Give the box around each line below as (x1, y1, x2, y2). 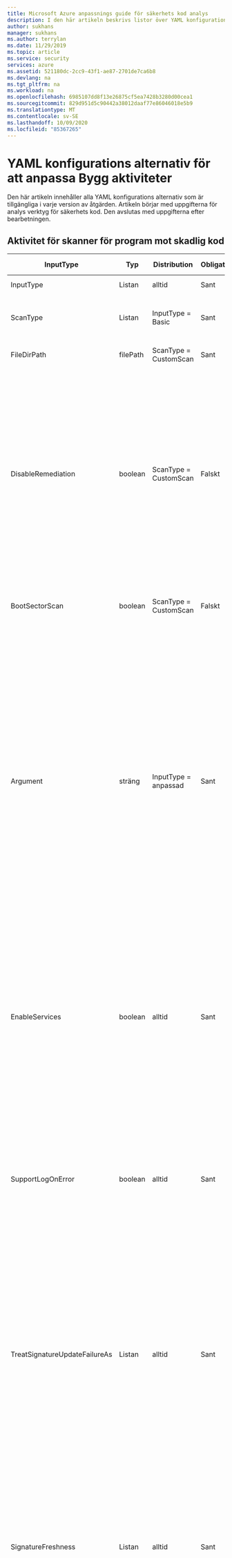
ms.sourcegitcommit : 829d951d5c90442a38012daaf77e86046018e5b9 (7, 100, 193, 107)
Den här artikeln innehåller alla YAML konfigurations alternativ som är (7, 193, 204, 201)
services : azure (7, 61, 54, 68)
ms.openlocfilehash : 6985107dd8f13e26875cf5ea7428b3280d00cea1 (7, 94, 193, 101)
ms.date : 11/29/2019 (7, 42, 67, 49)
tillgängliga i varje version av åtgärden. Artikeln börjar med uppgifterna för (7, 200, 217, 209)
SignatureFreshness (10, 1542, 76, 1552)
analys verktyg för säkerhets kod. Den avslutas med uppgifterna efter (7, 208, 205, 216)
